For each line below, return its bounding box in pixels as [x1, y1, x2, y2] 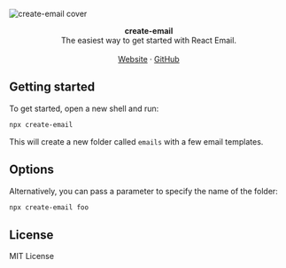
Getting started [9, 80, 96, 95]
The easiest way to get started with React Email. [60, 35, 237, 45]
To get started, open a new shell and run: [9, 103, 159, 114]
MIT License [9, 251, 55, 262]
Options [9, 162, 55, 177]
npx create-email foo [9, 202, 89, 212]
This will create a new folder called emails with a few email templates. [9, 136, 264, 146]
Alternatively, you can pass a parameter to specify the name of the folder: [9, 185, 279, 196]
